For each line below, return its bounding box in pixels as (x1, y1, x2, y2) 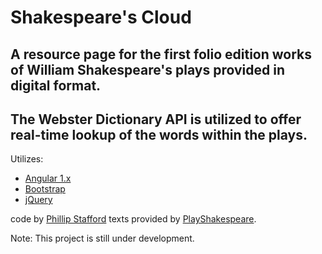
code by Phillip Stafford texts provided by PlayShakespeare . (10, 213, 257, 225)
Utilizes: (10, 153, 44, 165)
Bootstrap (24, 183, 66, 195)
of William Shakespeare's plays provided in (10, 61, 285, 78)
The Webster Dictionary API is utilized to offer (10, 111, 302, 128)
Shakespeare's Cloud (10, 6, 192, 29)
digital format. (10, 77, 102, 94)
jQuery (24, 194, 53, 206)
